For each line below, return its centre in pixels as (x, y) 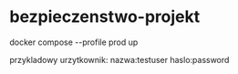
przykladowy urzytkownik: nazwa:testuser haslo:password (119, 59)
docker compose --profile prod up (74, 42)
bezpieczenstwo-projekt (105, 17)
